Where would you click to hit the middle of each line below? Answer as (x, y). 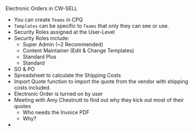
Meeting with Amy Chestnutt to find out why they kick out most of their (99, 100)
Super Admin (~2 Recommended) (63, 44)
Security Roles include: (41, 38)
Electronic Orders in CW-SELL (42, 8)
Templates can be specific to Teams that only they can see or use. (91, 26)
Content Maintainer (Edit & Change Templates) (78, 51)
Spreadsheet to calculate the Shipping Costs (67, 75)
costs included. (32, 88)
